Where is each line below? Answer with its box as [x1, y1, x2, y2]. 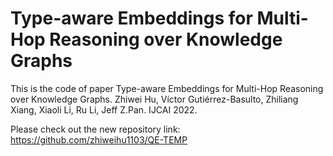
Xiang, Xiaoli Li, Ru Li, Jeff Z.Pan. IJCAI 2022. [10, 103, 198, 116]
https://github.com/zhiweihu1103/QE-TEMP [10, 133, 188, 146]
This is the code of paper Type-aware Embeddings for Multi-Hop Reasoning [10, 82, 324, 94]
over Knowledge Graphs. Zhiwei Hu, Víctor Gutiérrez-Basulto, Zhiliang [10, 93, 299, 105]
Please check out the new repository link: [10, 123, 181, 135]
